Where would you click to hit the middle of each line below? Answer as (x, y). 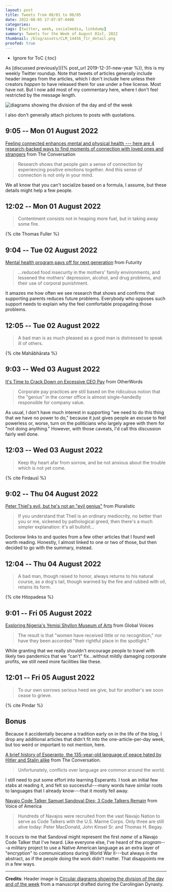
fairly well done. (22, 434)
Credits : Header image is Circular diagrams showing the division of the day (85, 879)
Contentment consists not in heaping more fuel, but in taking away (88, 219)
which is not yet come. (42, 468)
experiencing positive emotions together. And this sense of (80, 169)
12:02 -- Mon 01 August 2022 (53, 206)
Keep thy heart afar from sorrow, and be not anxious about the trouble (92, 462)
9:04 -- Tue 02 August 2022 (51, 250)
